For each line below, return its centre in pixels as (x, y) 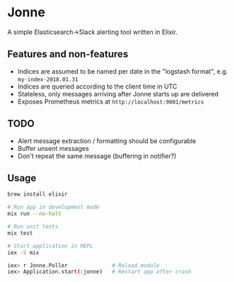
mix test (20, 233)
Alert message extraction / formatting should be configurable (107, 141)
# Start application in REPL (50, 246)
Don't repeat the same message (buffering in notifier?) (97, 156)
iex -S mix (23, 252)
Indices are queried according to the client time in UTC (97, 86)
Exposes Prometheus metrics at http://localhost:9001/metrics (111, 101)
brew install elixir (38, 194)
